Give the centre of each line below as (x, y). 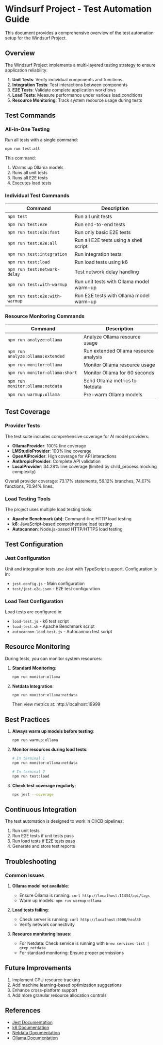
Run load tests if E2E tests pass (43, 841)
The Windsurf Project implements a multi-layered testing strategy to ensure (81, 65)
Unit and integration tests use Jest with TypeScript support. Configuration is (81, 569)
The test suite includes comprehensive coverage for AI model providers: (77, 436)
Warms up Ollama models (38, 168)
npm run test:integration (37, 254)
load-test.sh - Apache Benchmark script (53, 626)
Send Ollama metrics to (110, 380)
